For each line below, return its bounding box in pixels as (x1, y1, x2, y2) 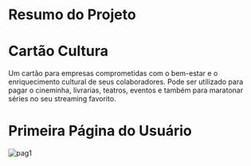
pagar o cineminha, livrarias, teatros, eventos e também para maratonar (8, 85, 244, 95)
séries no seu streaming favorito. (8, 94, 117, 104)
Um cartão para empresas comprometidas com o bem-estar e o (8, 69, 218, 78)
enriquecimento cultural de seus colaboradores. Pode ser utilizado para (8, 77, 244, 87)
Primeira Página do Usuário (8, 122, 193, 140)
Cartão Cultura (8, 42, 109, 61)
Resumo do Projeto (8, 6, 137, 24)
